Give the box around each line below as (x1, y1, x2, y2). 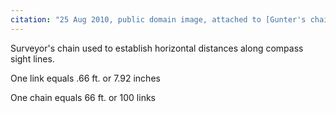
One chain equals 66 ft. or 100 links (10, 91, 156, 103)
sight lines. (10, 52, 55, 65)
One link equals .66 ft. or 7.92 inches (10, 72, 161, 84)
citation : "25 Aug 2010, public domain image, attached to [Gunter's (10, 14, 307, 25)
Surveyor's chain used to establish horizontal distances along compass (10, 42, 304, 54)
